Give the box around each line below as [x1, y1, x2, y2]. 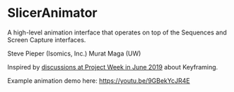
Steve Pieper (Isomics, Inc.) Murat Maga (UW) [7, 49, 141, 58]
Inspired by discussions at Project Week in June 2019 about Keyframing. [7, 63, 218, 71]
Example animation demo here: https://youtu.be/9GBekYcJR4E [7, 76, 190, 85]
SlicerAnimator [7, 5, 98, 21]
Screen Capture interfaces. [7, 35, 86, 44]
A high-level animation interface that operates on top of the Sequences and [7, 28, 228, 37]
